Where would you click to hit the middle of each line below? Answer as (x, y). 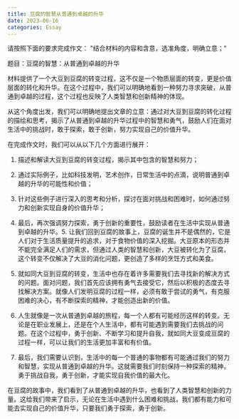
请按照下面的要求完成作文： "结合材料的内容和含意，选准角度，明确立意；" (117, 48)
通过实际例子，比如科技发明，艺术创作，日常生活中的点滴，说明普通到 (121, 175)
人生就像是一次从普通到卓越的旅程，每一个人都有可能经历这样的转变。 (121, 316)
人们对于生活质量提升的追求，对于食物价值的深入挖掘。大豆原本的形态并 (123, 241)
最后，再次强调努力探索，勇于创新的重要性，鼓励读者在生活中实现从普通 (123, 223)
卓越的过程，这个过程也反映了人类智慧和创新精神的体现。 (104, 96)
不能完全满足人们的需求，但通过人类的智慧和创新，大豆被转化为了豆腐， (123, 249)
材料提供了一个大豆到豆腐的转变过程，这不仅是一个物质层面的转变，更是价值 (119, 78)
